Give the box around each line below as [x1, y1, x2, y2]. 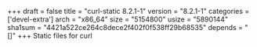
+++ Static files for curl [17, 31, 92, 40]
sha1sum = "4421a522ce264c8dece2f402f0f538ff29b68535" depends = [7, 23, 244, 32]
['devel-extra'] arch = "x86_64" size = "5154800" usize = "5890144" [7, 15, 229, 24]
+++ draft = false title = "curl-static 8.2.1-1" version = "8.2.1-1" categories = [7, 7, 250, 15]
